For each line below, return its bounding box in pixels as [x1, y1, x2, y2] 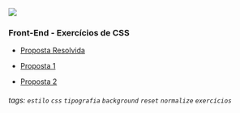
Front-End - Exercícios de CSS [8, 27, 130, 38]
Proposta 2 [19, 77, 58, 86]
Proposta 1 [19, 61, 56, 71]
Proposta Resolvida [19, 45, 85, 56]
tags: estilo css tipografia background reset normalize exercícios [8, 95, 233, 105]
